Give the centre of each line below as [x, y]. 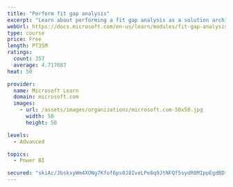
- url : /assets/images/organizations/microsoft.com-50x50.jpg [111, 110]
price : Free [24, 39]
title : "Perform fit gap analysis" [59, 14]
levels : [18, 135]
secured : [20, 173]
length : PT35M [28, 46]
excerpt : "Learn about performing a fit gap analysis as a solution [108, 20]
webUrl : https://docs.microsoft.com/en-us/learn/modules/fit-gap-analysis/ [119, 26]
